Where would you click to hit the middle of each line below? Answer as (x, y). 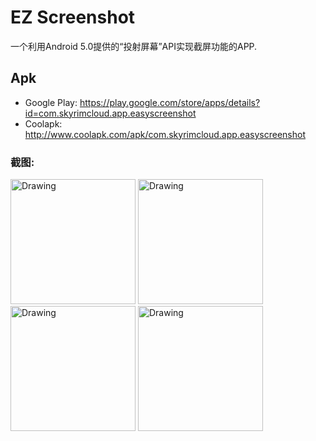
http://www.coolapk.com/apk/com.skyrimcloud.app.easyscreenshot (165, 134)
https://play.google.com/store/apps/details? (170, 102)
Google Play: (51, 102)
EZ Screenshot (73, 17)
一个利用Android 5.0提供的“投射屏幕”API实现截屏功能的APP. (134, 46)
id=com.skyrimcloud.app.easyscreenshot (110, 113)
